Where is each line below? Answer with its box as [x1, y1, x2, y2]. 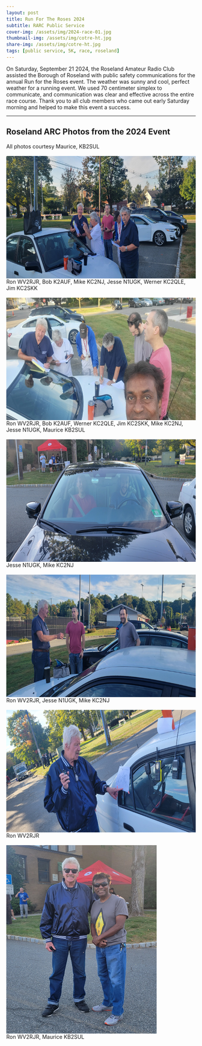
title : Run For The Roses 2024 [6, 16, 85, 22]
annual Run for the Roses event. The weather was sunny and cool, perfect [6, 78, 190, 85]
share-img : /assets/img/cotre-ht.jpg [6, 42, 101, 48]
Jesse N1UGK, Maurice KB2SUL [6, 426, 85, 433]
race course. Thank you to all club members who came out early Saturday [6, 97, 189, 104]
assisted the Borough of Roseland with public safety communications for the [6, 71, 195, 78]
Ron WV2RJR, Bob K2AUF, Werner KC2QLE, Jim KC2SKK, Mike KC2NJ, [6, 420, 183, 427]
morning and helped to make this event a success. [6, 103, 131, 111]
